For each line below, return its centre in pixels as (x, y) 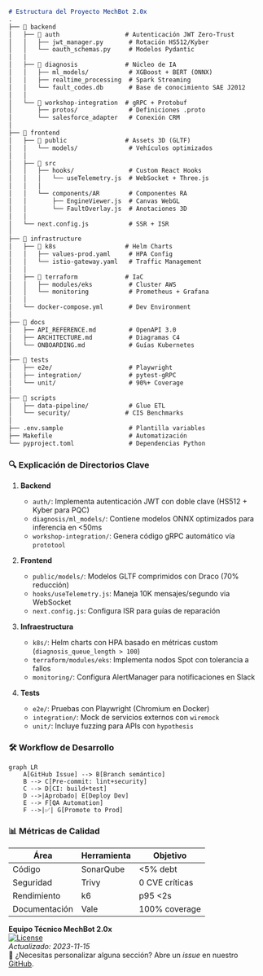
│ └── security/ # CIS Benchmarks (96, 413)
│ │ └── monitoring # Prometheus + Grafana (109, 292)
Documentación (43, 908)
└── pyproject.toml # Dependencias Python (107, 443)
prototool (49, 546)
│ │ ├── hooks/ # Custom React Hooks (105, 171)
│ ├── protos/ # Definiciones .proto (107, 110)
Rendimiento (37, 895)
